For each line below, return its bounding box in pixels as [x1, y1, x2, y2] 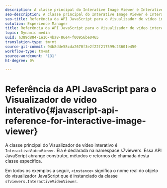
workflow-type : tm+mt [5, 49, 50, 54]
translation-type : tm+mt [5, 40, 57, 45]
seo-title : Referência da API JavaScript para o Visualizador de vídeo [5, 16, 157, 21]
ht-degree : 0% [5, 58, 35, 63]
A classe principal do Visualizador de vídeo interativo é [5, 142, 118, 148]
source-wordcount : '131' [5, 53, 57, 59]
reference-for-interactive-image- [5, 115, 147, 126]
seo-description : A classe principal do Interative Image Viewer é [5, 12, 148, 17]
